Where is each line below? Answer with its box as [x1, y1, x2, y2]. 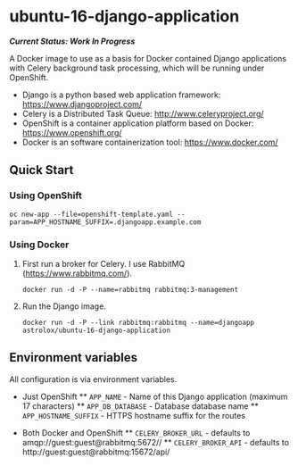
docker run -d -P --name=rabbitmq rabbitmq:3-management [21, 285, 239, 294]
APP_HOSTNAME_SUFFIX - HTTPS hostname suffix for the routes [21, 410, 246, 420]
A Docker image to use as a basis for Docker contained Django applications [9, 53, 287, 63]
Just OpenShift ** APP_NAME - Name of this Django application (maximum [21, 391, 288, 402]
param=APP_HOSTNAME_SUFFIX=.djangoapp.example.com [9, 217, 202, 227]
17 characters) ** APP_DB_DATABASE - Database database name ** [21, 400, 259, 412]
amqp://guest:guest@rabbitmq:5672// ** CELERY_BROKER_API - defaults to [21, 437, 290, 447]
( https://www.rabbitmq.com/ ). [21, 268, 132, 279]
